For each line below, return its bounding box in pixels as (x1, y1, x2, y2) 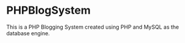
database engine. (6, 29, 50, 36)
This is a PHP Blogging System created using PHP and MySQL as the (6, 23, 180, 30)
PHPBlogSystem (6, 4, 91, 17)
